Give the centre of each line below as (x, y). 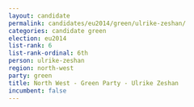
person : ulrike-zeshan (46, 61)
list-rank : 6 (30, 46)
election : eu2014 (38, 38)
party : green (30, 76)
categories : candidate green (57, 31)
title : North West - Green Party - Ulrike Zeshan (94, 83)
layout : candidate (39, 16)
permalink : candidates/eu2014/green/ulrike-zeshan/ (97, 23)
